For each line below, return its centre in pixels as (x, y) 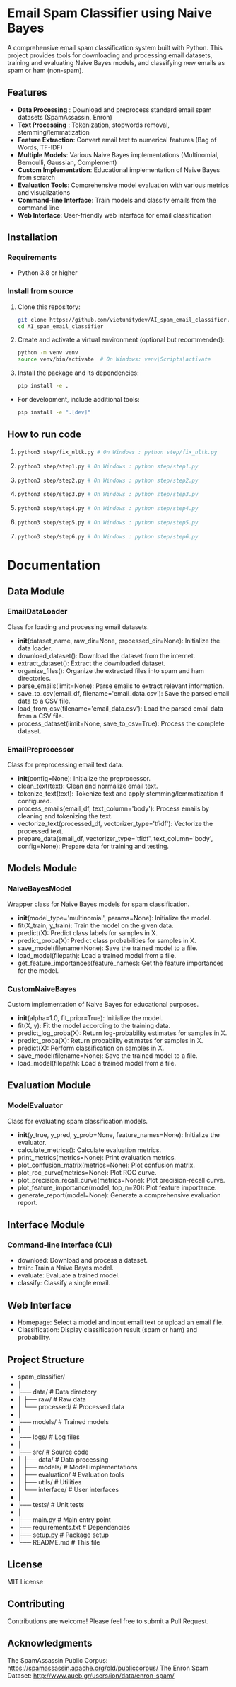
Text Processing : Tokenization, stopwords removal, (93, 125)
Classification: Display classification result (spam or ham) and (107, 1330)
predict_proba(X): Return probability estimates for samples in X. (110, 1041)
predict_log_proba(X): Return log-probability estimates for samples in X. (122, 1033)
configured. (34, 801)
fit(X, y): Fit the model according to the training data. (94, 1026)
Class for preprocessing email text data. (65, 765)
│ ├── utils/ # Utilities (49, 1482)
